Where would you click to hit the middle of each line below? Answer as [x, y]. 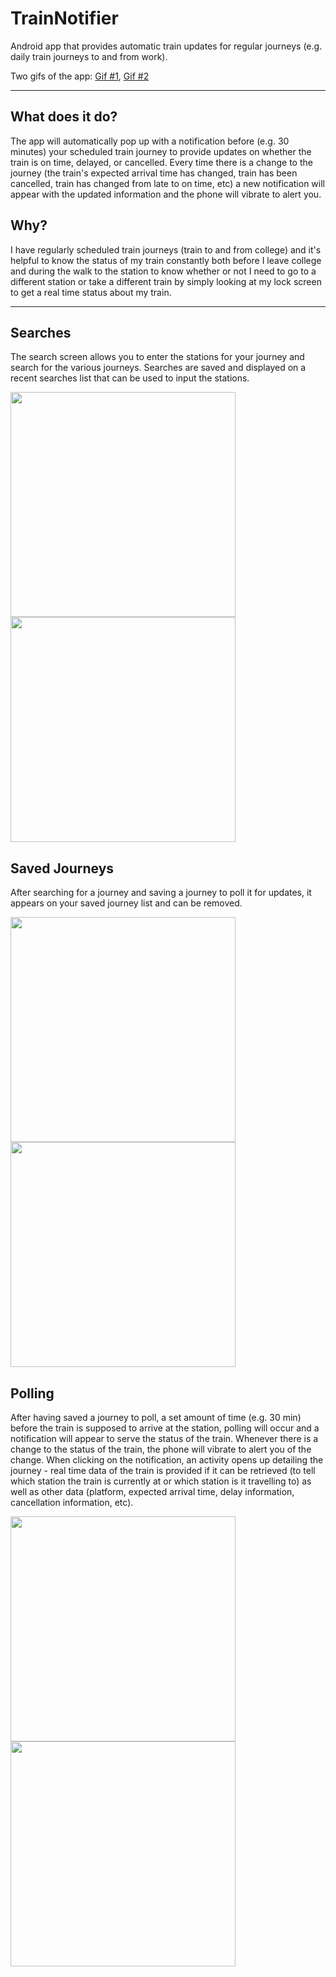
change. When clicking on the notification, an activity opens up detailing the [167, 1460]
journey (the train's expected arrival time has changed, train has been [154, 173]
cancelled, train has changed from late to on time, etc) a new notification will [167, 183]
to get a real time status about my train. [91, 292]
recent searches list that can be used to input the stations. [130, 378]
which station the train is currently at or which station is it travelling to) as [161, 1481]
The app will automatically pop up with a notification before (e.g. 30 [150, 141]
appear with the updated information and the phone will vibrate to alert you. [166, 194]
